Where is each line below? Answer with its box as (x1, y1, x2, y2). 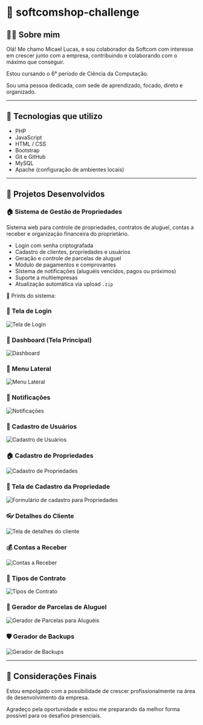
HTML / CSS (14, 140, 47, 147)
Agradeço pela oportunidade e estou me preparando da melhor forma (6, 705, 180, 712)
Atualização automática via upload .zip (14, 280, 114, 288)
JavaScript (14, 134, 42, 141)
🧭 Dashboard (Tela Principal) (6, 335, 92, 344)
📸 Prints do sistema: (6, 292, 56, 299)
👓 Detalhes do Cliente (6, 512, 74, 520)
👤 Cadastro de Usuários (6, 422, 77, 431)
